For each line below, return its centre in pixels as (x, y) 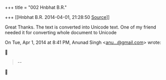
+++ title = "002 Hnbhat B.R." (36, 7)
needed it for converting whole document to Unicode (61, 32)
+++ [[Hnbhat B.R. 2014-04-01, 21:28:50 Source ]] (57, 17)
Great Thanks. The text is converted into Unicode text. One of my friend (81, 27)
